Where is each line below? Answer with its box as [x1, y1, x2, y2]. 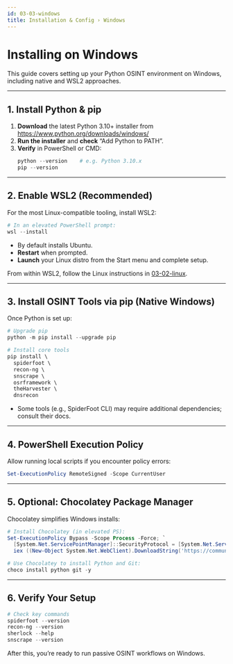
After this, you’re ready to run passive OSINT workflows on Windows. [7, 649, 206, 658]
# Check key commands [7, 610, 70, 617]
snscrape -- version [7, 637, 64, 644]
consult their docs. [17, 412, 71, 421]
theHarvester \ [13, 385, 58, 393]
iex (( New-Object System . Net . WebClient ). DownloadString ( [13, 547, 182, 555]
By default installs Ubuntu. [17, 241, 93, 249]
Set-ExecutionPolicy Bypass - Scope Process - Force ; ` [7, 535, 166, 542]
